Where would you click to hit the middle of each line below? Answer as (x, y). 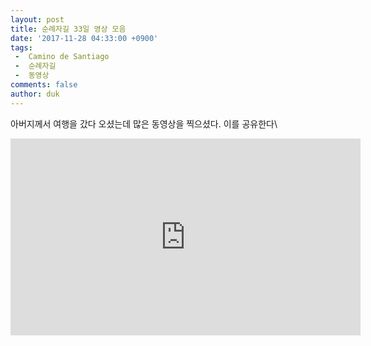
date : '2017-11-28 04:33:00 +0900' (84, 38)
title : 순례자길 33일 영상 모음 (68, 29)
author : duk (35, 94)
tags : (21, 47)
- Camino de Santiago (62, 57)
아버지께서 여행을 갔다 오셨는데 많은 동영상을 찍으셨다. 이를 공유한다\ (144, 123)
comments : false (44, 85)
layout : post (37, 19)
